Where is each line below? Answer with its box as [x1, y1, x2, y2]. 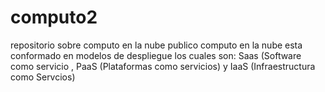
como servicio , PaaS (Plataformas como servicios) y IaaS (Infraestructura [10, 60, 316, 72]
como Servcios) [10, 71, 76, 83]
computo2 [10, 6, 98, 29]
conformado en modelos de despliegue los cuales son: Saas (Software [10, 49, 302, 61]
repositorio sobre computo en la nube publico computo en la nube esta [10, 39, 303, 51]
